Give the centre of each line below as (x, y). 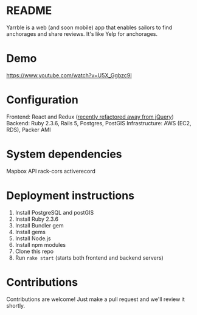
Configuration (43, 100)
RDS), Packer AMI (29, 130)
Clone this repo (34, 251)
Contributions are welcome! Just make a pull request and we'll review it (96, 299)
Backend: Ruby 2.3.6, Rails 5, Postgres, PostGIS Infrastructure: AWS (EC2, (99, 123)
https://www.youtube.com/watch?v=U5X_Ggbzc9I (69, 75)
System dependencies (64, 154)
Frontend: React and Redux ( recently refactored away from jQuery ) (90, 117)
